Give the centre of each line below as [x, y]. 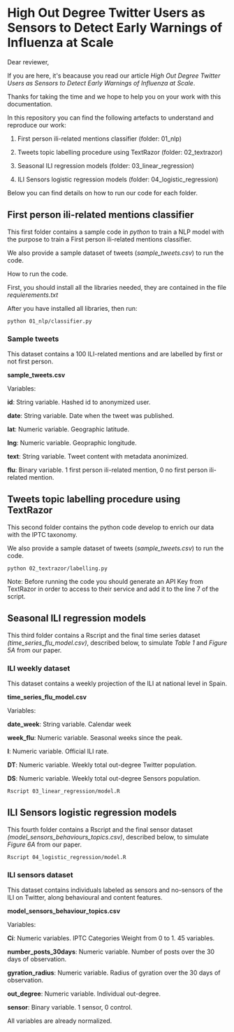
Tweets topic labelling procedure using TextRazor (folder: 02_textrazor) [120, 152]
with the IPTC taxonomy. [43, 534]
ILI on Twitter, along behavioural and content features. [85, 898]
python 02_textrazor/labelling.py [58, 569]
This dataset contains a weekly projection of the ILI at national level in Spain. [117, 683]
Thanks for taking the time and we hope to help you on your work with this [114, 97]
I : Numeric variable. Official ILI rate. [58, 751]
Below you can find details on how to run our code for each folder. [102, 193]
